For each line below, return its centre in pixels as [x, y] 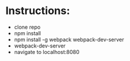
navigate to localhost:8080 [47, 52]
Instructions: [38, 11]
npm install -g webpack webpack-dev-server [69, 39]
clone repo [27, 27]
